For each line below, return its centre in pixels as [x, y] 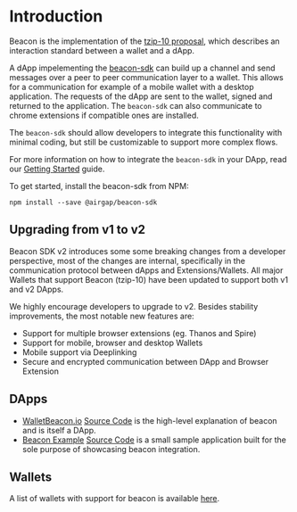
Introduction [56, 17]
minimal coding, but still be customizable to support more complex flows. [144, 142]
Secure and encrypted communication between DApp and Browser [145, 361]
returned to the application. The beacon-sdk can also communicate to [136, 105]
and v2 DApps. [37, 289]
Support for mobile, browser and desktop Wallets [112, 343]
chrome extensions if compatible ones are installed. [104, 115]
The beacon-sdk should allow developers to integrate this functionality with [146, 132]
